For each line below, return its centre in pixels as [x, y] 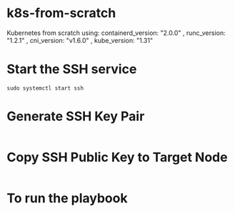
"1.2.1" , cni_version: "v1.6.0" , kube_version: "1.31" [80, 40]
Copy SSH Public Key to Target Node [117, 157]
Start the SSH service [72, 69]
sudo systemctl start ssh [45, 88]
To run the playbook [67, 198]
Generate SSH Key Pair [76, 116]
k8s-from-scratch [61, 13]
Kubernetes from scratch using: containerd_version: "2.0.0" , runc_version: [116, 33]
